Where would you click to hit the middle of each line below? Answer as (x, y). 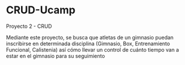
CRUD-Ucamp (41, 10)
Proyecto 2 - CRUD (29, 26)
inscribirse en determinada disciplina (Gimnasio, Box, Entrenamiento (88, 44)
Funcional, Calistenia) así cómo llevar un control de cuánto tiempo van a (92, 49)
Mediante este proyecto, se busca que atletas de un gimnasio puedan (90, 37)
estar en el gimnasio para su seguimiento (55, 56)
